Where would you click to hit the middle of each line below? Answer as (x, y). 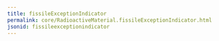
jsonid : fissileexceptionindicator (59, 26)
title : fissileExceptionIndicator (57, 14)
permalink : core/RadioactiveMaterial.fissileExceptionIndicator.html (110, 20)
